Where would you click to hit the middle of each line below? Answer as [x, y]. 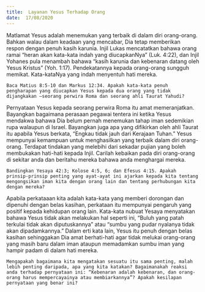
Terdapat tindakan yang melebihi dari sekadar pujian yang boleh [105, 146]
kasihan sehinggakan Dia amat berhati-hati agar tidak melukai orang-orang [101, 237]
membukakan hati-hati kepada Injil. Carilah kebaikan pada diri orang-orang [101, 153]
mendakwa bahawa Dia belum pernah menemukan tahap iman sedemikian [100, 121]
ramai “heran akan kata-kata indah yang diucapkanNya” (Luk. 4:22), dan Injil [103, 54]
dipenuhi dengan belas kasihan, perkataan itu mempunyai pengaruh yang [99, 204]
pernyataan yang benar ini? [42, 283]
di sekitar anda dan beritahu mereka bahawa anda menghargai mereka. [96, 159]
